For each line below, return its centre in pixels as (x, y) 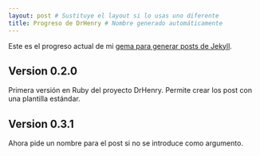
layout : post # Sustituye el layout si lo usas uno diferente (114, 16)
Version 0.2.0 (43, 71)
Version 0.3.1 (41, 124)
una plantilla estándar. (45, 99)
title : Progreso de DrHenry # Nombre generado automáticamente (116, 23)
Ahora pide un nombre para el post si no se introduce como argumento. (126, 143)
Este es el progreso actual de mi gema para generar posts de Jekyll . (120, 46)
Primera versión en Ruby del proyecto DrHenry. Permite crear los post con (130, 90)
